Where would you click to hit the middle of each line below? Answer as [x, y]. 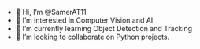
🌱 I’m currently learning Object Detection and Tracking [104, 28]
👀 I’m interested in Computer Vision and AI [84, 20]
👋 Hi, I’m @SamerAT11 [51, 12]
